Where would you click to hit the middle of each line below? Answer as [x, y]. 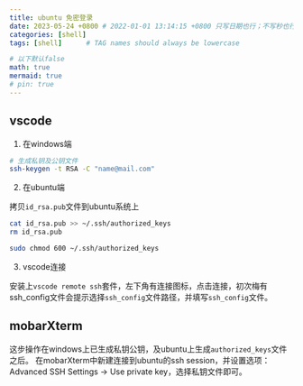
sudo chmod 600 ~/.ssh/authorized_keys [84, 249]
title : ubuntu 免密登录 [51, 18]
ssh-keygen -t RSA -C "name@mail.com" [82, 169]
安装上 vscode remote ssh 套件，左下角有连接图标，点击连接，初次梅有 [138, 286]
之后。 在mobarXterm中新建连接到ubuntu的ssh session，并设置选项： [140, 360]
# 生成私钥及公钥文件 [44, 161]
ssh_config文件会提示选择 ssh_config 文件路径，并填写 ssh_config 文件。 [141, 297]
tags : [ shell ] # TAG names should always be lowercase [125, 43]
